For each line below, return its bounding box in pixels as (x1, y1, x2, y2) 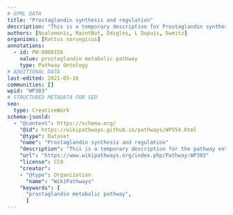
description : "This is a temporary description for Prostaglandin (7, 23, 203, 30)
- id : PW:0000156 (13, 49, 64, 56)
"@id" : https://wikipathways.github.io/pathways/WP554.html (19, 126, 197, 133)
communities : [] (7, 81, 54, 88)
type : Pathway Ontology (19, 62, 89, 69)
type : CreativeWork (13, 107, 70, 114)
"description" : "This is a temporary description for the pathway (19, 146, 216, 153)
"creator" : (19, 164, 51, 172)
